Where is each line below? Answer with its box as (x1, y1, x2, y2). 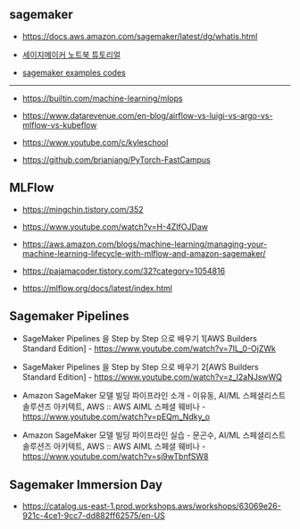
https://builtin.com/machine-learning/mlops (21, 93, 183, 104)
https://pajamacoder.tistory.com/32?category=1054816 (21, 265, 226, 276)
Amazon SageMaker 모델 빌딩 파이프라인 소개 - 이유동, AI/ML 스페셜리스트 (21, 390, 287, 401)
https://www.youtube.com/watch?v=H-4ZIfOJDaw (21, 221, 208, 231)
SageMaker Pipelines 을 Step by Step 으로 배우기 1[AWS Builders (21, 333, 257, 344)
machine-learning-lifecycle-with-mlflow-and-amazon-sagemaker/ (21, 248, 266, 258)
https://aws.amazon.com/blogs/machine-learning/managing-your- (21, 239, 268, 249)
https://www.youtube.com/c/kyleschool (21, 137, 169, 147)
